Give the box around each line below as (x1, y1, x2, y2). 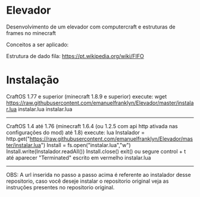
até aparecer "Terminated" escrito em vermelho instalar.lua (6, 154, 151, 161)
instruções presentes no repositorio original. (6, 183, 115, 190)
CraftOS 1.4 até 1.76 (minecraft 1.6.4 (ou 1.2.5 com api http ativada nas (6, 122, 178, 129)
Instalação (6, 74, 60, 87)
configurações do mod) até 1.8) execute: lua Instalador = (6, 129, 145, 136)
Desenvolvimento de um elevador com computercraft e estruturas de (6, 23, 176, 30)
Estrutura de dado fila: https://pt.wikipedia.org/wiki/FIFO (6, 52, 144, 59)
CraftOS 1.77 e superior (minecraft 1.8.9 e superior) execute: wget (6, 93, 167, 100)
